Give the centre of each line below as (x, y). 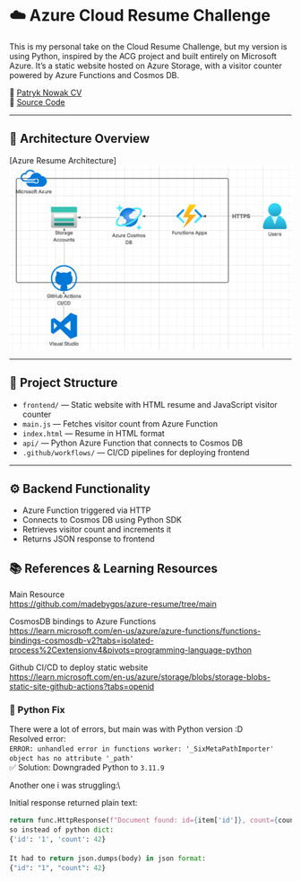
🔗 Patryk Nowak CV (46, 93)
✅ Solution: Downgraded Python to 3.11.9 (87, 768)
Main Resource (37, 595)
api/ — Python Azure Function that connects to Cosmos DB (133, 443)
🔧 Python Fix (37, 710)
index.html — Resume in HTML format (94, 433)
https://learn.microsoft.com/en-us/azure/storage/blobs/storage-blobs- (140, 677)
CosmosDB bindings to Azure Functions (83, 621)
